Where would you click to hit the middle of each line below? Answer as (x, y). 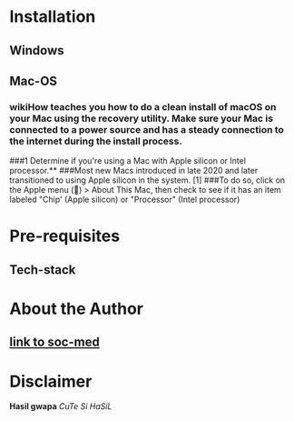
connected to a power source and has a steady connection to (147, 129)
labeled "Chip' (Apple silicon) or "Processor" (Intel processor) (125, 200)
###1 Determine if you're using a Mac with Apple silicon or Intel (128, 161)
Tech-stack (43, 270)
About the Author (76, 309)
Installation (53, 17)
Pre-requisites (65, 236)
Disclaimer (51, 381)
